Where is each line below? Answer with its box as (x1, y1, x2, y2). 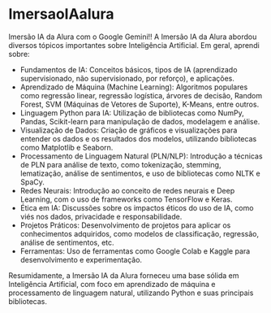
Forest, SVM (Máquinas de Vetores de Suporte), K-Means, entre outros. (19, 99, 260, 109)
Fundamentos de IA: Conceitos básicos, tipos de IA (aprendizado (19, 64, 238, 74)
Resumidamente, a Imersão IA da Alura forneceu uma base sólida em (8, 270, 239, 280)
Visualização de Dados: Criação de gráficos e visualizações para (19, 125, 238, 135)
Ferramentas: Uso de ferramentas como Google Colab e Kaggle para (19, 246, 251, 256)
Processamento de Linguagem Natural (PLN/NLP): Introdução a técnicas (19, 151, 263, 161)
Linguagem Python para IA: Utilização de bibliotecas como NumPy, (19, 107, 245, 118)
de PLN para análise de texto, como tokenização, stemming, (19, 159, 222, 169)
